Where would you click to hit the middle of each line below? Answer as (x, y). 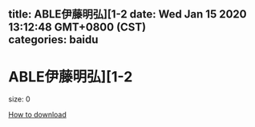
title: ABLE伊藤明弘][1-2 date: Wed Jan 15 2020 (127, 14)
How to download (37, 115)
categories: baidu (53, 40)
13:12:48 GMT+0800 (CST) (77, 28)
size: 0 (19, 99)
